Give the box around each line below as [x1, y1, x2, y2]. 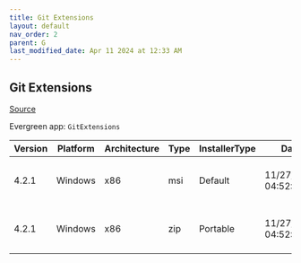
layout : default [9, 22, 70, 31]
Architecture [104, 142, 159, 154]
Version [13, 142, 48, 154]
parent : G [9, 38, 47, 48]
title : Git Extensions [9, 13, 94, 22]
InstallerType [198, 142, 257, 154]
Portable [198, 222, 235, 234]
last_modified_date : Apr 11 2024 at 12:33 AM [9, 47, 182, 56]
